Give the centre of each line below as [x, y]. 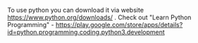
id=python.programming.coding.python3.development [86, 32]
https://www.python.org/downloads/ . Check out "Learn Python [99, 17]
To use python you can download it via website [76, 10]
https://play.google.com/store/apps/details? [119, 25]
